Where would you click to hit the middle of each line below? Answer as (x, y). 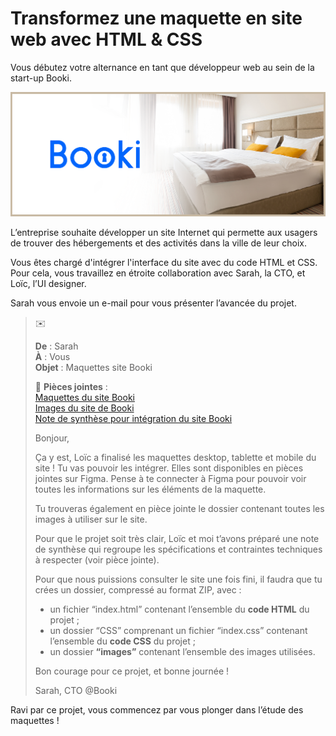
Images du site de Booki (84, 408)
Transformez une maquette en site (156, 18)
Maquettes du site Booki (84, 398)
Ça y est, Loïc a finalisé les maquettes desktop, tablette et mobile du (175, 458)
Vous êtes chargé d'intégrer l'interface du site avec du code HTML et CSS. (164, 263)
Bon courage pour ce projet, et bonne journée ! (132, 671)
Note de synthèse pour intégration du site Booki (133, 419)
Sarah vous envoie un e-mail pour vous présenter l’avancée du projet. (153, 303)
